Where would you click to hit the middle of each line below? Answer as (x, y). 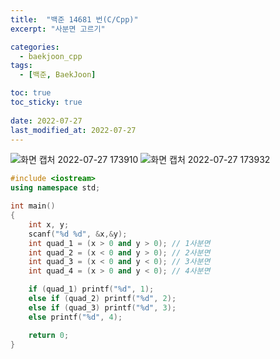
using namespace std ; (55, 188)
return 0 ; (49, 335)
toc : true (31, 93)
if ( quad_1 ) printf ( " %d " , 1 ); (91, 289)
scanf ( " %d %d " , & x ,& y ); (78, 234)
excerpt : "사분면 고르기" (58, 29)
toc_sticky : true (46, 102)
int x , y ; (49, 224)
